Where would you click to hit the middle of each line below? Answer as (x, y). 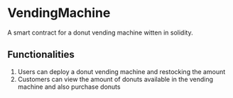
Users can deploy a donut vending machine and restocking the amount (121, 71)
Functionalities (41, 55)
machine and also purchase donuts (69, 87)
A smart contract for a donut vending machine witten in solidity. (100, 32)
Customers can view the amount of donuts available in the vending (115, 79)
